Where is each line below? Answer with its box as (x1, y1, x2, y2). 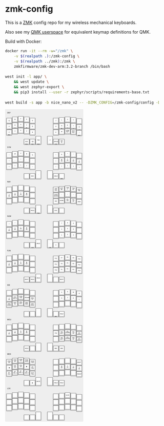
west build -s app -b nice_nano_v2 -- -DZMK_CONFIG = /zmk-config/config (5, 100, 154, 105)
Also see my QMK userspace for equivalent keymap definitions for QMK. (5, 29, 151, 35)
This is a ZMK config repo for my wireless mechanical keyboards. (5, 20, 137, 25)
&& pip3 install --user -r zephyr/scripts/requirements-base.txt (14, 89, 150, 95)
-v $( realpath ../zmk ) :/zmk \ (14, 59, 76, 64)
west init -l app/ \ (5, 74, 47, 79)
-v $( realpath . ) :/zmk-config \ (14, 54, 80, 59)
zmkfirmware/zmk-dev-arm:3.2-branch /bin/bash (14, 64, 110, 69)
